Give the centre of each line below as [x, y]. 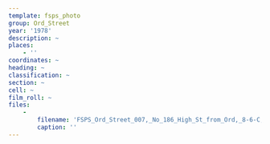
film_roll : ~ [30, 98]
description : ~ [34, 38]
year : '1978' [30, 30]
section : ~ [27, 82]
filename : [53, 120]
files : [19, 105]
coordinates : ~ [34, 61]
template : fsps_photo [45, 16]
